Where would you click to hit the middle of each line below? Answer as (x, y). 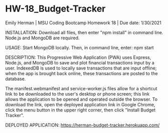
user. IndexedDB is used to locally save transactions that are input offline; (81, 68)
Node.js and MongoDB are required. (42, 38)
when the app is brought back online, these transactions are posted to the (81, 73)
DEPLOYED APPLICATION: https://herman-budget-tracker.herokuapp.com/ (82, 125)
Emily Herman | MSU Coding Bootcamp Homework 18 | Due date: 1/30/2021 (83, 23)
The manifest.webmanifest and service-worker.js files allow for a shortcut (81, 88)
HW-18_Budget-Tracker (55, 9)
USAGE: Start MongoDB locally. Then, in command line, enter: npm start (79, 47)
